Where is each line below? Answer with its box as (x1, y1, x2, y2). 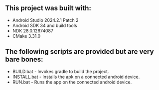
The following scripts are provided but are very (5, 47, 154, 56)
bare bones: (5, 55, 43, 64)
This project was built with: (5, 4, 91, 12)
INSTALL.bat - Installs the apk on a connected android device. (12, 74, 140, 80)
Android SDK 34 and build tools (12, 22, 77, 28)
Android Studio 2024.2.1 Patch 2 (12, 17, 79, 23)
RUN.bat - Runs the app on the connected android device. (12, 79, 132, 85)
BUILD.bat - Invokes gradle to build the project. (12, 68, 109, 74)
